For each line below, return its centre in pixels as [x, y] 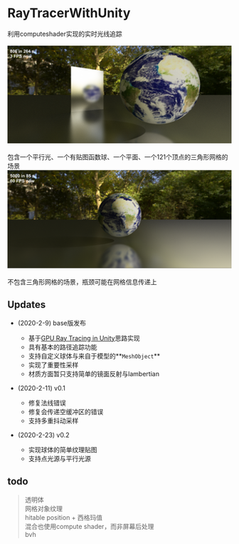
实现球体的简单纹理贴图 [63, 449]
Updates [27, 305]
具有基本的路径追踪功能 [63, 347]
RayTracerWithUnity [69, 13]
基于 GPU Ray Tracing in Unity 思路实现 [84, 338]
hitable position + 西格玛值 [64, 517]
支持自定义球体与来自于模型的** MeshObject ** [94, 356]
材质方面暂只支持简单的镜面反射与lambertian [94, 373]
